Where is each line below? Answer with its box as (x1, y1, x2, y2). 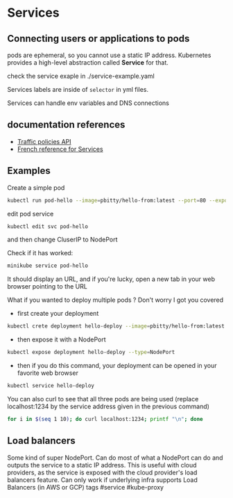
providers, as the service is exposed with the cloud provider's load (7, 468, 198, 476)
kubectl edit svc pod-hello (7, 223, 89, 230)
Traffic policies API (17, 137, 71, 145)
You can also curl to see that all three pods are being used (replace (7, 394, 199, 403)
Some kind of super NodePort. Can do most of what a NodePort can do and (7, 453, 223, 462)
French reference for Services (17, 145, 103, 153)
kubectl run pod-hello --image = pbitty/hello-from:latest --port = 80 (7, 197, 207, 204)
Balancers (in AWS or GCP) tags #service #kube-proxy (7, 483, 164, 491)
